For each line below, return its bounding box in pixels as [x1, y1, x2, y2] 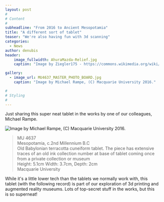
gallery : [5, 70, 23, 76]
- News [9, 44, 23, 48]
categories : [5, 39, 29, 44]
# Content [5, 16, 25, 21]
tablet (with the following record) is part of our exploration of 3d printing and [5, 181, 159, 187]
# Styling [5, 93, 25, 98]
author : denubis [5, 48, 38, 53]
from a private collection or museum [17, 156, 90, 162]
